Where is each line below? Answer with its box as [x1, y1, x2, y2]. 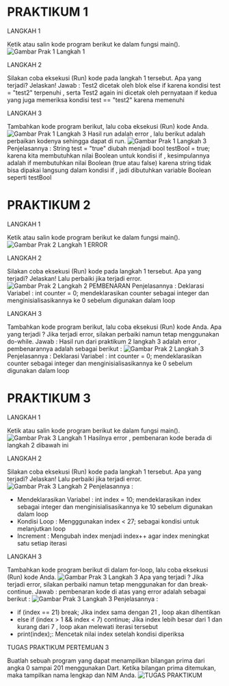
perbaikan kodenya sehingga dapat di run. [7, 136, 126, 145]
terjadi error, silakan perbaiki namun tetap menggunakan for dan [7, 580, 189, 588]
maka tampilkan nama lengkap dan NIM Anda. [7, 671, 137, 679]
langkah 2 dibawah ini [7, 441, 69, 449]
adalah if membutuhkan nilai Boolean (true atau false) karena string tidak [7, 158, 212, 167]
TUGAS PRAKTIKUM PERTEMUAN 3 [7, 643, 109, 651]
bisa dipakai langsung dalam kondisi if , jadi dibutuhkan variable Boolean [7, 166, 212, 174]
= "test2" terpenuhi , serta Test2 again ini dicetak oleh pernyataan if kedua [7, 88, 217, 97]
